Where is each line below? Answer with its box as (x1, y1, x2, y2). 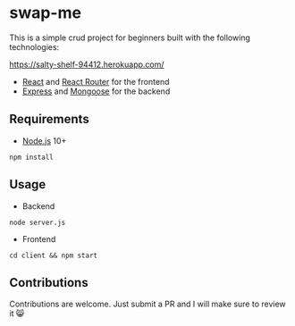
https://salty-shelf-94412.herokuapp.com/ (9, 59, 164, 70)
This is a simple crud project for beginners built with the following (9, 32, 250, 43)
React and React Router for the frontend (21, 76, 170, 87)
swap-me (9, 3, 82, 23)
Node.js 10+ (21, 135, 67, 146)
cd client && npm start (9, 251, 98, 260)
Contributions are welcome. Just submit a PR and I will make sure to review (9, 298, 286, 310)
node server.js (9, 218, 66, 227)
